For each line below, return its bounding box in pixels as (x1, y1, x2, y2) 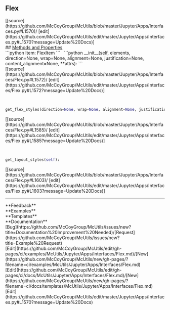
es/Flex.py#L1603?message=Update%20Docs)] (5, 188, 105, 194)
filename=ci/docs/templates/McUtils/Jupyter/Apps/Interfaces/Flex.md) (5, 283, 153, 289)
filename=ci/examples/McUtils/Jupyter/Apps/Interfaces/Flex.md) (5, 261, 141, 268)
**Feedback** (5, 202, 36, 208)
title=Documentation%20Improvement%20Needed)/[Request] (5, 229, 135, 235)
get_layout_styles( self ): (5, 157, 60, 162)
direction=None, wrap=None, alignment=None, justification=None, (5, 55, 144, 61)
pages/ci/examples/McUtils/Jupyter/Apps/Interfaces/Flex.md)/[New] (5, 250, 149, 257)
